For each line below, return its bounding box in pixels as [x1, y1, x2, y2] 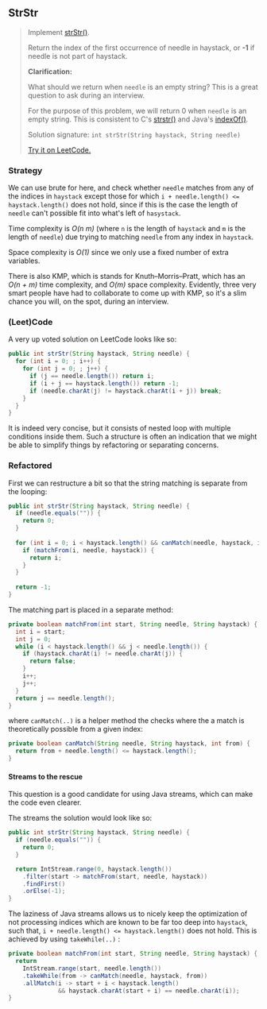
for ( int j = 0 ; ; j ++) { [22, 365, 109, 373]
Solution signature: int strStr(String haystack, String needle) [27, 130, 241, 139]
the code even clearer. [8, 798, 82, 807]
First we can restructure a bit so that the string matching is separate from [8, 478, 248, 488]
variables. [8, 256, 41, 265]
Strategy [8, 164, 43, 176]
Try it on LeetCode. [27, 145, 91, 154]
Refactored [8, 460, 52, 471]
